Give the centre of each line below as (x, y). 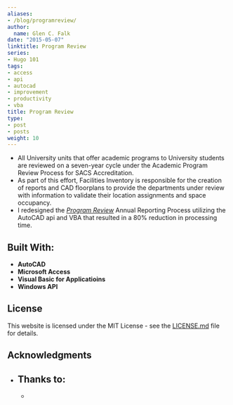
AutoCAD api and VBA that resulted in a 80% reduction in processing (117, 218)
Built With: (31, 247)
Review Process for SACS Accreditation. (75, 173)
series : (19, 53)
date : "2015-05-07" (36, 40)
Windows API (38, 287)
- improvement (28, 92)
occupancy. (34, 203)
